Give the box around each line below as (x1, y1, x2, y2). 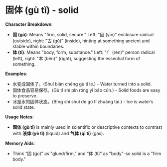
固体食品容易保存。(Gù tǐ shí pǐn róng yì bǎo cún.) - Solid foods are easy (12, 87, 161, 93)
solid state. (12, 104, 35, 110)
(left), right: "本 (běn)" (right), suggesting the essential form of (12, 55, 141, 61)
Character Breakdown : (5, 21, 53, 27)
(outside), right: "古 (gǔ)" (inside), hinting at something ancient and (12, 38, 150, 44)
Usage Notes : (5, 114, 34, 120)
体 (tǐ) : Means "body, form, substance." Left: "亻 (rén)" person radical (12, 49, 155, 55)
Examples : (5, 71, 27, 77)
